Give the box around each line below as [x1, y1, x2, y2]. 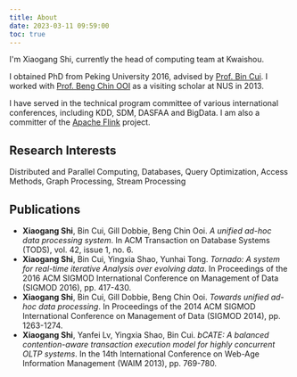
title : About [9, 12, 58, 22]
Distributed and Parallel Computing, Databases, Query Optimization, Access [9, 167, 288, 177]
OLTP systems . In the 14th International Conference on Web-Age [21, 348, 260, 359]
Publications [9, 201, 81, 217]
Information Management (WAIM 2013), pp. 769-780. [21, 358, 217, 368]
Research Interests [9, 143, 117, 158]
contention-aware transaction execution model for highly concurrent [21, 340, 276, 349]
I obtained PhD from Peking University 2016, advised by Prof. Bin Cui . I [9, 71, 268, 82]
